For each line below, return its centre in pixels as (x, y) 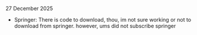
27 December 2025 (29, 8)
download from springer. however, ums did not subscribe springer (95, 26)
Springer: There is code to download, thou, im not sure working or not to (103, 20)
